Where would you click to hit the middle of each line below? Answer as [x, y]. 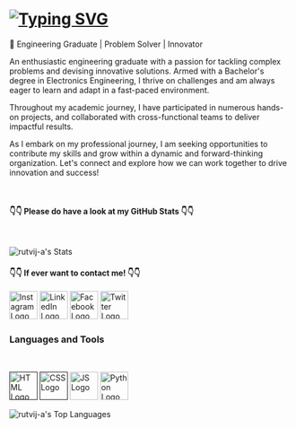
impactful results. [41, 127]
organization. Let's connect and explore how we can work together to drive [148, 162]
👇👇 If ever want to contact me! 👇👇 [75, 273]
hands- [270, 107]
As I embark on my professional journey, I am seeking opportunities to [139, 144]
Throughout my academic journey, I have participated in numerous [132, 107]
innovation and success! [54, 172]
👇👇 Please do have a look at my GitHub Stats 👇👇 [102, 211]
